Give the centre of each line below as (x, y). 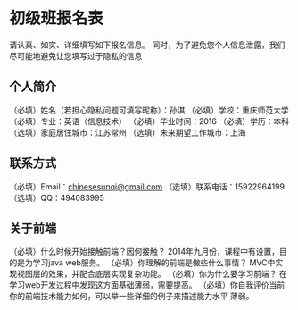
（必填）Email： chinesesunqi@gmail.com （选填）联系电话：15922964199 (147, 186)
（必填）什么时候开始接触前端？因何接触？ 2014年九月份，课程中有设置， (145, 252)
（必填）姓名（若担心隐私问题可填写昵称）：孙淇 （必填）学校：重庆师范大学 (149, 110)
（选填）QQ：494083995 (57, 197)
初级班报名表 (57, 18)
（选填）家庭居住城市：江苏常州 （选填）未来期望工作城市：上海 (128, 132)
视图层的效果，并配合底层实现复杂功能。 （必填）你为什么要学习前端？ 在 (152, 274)
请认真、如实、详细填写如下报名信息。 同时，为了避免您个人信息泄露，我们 (147, 45)
